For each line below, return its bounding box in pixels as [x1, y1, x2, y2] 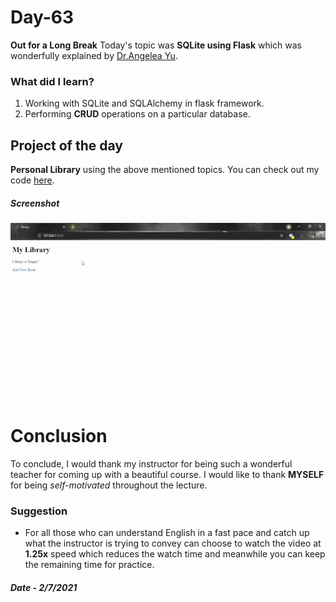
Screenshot [10, 197, 60, 209]
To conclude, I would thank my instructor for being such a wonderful [10, 458, 293, 470]
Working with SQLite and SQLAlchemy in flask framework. [24, 97, 265, 110]
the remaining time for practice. [24, 559, 155, 571]
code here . [10, 174, 55, 186]
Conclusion [10, 425, 108, 448]
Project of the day [10, 137, 123, 154]
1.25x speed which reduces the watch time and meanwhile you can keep [24, 548, 326, 560]
